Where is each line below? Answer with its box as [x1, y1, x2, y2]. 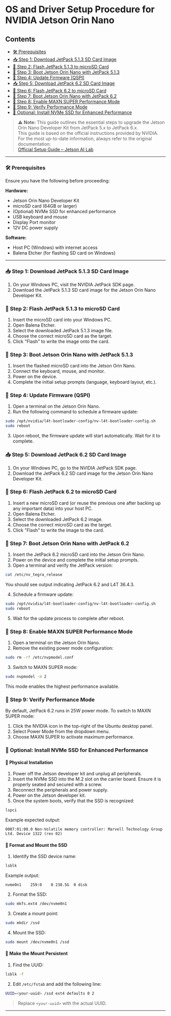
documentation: [17, 141, 51, 147]
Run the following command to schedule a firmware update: [12, 409, 138, 415]
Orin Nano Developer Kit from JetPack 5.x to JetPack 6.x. [17, 125, 138, 131]
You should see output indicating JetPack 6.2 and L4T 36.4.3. [5, 582, 135, 587]
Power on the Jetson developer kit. [12, 792, 87, 798]
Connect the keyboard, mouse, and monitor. [12, 368, 105, 374]
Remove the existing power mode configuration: [12, 645, 113, 651]
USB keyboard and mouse [12, 214, 68, 220]
